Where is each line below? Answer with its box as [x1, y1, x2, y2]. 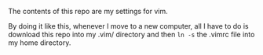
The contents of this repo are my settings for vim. [8, 7, 169, 15]
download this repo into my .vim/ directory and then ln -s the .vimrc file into [8, 30, 255, 39]
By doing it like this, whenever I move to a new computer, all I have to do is [8, 22, 249, 30]
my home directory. [8, 38, 71, 47]
